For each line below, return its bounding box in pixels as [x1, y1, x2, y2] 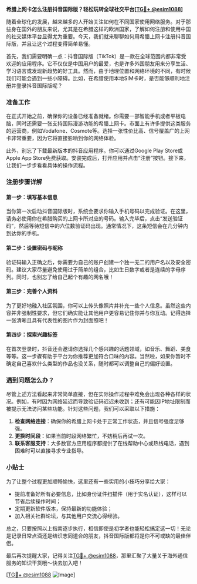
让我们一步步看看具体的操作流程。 [6, 162, 89, 169]
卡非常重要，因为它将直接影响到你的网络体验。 [6, 135, 119, 142]
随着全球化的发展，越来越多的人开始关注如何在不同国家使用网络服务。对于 [6, 18, 186, 25]
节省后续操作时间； [14, 498, 62, 505]
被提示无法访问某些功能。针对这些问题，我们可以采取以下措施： [6, 405, 160, 412]
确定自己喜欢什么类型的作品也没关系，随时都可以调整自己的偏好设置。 [6, 360, 176, 367]
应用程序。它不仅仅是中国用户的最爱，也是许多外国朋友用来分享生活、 [21, 60, 191, 67]
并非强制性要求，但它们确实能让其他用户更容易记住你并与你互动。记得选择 [11, 309, 191, 316]
